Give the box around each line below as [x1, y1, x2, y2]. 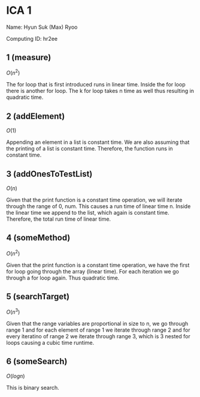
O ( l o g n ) [6, 372, 25, 380]
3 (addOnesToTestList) [6, 169, 93, 179]
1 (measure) [6, 52, 51, 63]
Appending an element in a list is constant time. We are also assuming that [6, 139, 190, 146]
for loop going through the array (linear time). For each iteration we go [6, 267, 180, 275]
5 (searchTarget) [6, 291, 70, 302]
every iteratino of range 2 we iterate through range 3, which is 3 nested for [6, 332, 190, 339]
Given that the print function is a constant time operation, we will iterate [6, 196, 183, 204]
